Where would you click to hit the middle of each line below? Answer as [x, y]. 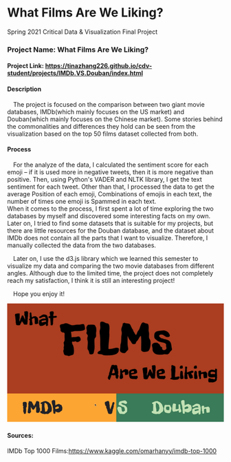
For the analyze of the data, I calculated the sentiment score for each [111, 165]
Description [24, 89]
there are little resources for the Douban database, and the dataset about [111, 230]
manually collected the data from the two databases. [82, 245]
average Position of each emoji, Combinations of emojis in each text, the [110, 193]
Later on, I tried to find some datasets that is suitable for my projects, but [110, 223]
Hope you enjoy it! [39, 293]
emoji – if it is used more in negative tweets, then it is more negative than [110, 172]
